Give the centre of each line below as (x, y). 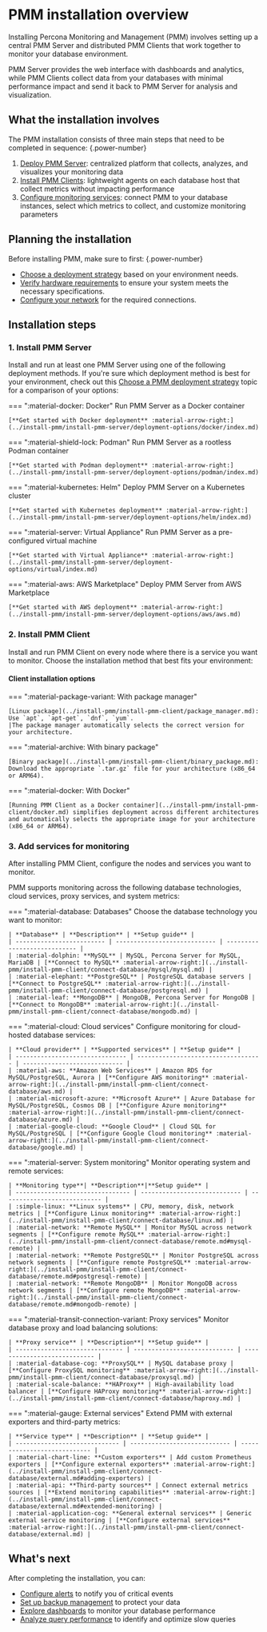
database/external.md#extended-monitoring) (82, 1506)
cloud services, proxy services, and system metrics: (94, 896)
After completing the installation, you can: (77, 1578)
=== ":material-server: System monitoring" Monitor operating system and (129, 1163)
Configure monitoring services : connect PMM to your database (124, 197)
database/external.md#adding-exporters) (77, 1478)
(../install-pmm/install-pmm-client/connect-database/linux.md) (118, 1221)
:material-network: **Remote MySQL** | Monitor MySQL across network (133, 1228)
